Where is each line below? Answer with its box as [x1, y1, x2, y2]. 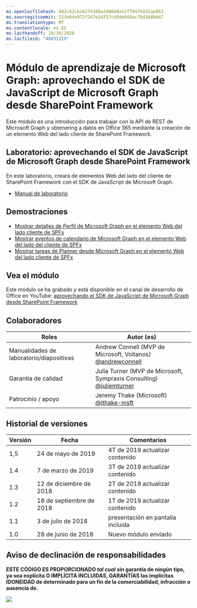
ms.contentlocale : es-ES [6, 25, 67, 31]
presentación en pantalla [108, 514, 176, 521]
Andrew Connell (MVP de [95, 343, 165, 351]
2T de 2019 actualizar [108, 479, 170, 488]
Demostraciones [6, 207, 68, 217]
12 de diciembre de [37, 479, 91, 488]
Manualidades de [9, 347, 57, 355]
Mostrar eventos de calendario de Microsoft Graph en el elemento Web [14, 235, 186, 242]
